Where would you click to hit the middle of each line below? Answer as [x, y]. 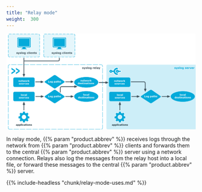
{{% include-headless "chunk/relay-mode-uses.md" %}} [77, 182]
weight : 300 [23, 19]
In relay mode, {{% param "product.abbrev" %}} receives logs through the [98, 139]
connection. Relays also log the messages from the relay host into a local [97, 158]
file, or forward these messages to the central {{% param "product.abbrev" [99, 164]
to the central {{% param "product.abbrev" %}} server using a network [94, 152]
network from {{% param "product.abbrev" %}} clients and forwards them [98, 145]
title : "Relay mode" [32, 13]
